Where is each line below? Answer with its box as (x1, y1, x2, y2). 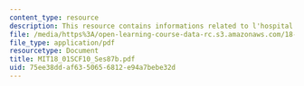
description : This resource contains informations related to (9, 21, 249, 30)
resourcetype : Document (9, 47, 100, 56)
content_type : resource (9, 13, 100, 22)
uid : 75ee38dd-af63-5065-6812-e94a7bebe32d (9, 64, 176, 73)
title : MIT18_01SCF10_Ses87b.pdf (9, 55, 136, 64)
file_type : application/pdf (9, 38, 116, 47)
